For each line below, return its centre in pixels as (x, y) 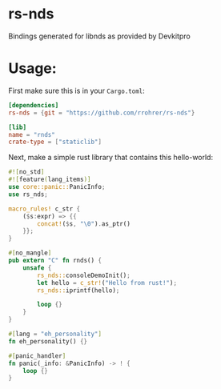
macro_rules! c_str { (44, 209)
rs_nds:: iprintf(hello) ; (78, 290)
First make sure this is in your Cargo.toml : (77, 90)
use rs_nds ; (28, 194)
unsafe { (37, 268)
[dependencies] (34, 105)
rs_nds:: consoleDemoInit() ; (84, 275)
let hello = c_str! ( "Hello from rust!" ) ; (107, 283)
